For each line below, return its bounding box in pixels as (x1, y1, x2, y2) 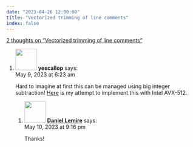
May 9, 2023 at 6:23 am (15, 71, 76, 78)
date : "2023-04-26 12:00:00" (6, 9, 80, 15)
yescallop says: (38, 64, 78, 72)
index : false (6, 20, 39, 26)
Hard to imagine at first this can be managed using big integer (15, 83, 170, 90)
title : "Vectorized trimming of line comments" (6, 15, 129, 21)
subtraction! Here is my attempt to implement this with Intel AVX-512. (15, 89, 188, 97)
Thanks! (24, 135, 45, 143)
